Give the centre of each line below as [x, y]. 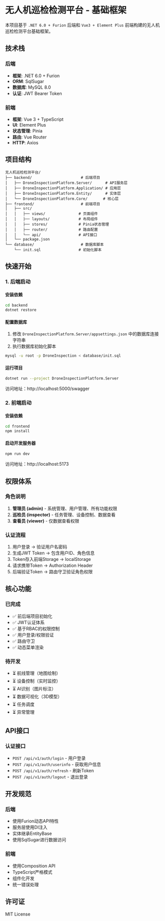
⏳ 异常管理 [23, 712]
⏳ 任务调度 [23, 704]
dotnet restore [21, 310]
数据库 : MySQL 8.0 [32, 87]
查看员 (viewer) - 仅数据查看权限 [46, 521]
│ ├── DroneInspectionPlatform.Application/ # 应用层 [63, 188]
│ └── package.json [28, 239]
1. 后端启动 [18, 282]
